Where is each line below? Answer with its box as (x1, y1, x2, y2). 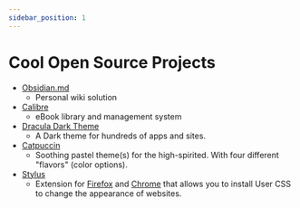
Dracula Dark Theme (21, 120, 100, 131)
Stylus (21, 168, 46, 179)
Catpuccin (21, 139, 61, 150)
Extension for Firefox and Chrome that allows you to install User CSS (34, 178, 292, 189)
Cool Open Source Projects (8, 52, 217, 72)
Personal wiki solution (34, 91, 118, 102)
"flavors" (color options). (34, 159, 128, 170)
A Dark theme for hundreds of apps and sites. (34, 130, 206, 141)
